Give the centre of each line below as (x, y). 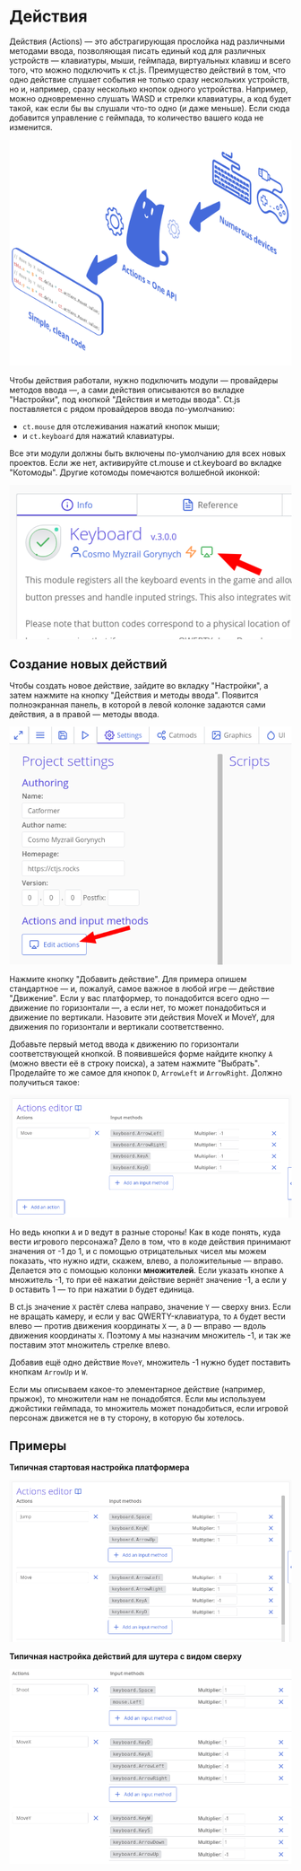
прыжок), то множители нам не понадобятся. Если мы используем (138, 1399)
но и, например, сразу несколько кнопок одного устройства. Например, (149, 89)
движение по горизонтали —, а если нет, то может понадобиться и (138, 1008)
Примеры (38, 1446)
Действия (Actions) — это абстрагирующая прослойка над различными (147, 41)
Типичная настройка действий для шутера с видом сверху (126, 1656)
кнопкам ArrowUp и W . (49, 1372)
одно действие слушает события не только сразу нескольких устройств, (150, 79)
